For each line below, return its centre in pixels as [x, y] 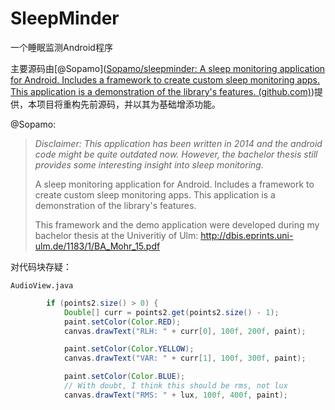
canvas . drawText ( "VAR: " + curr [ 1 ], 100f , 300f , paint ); [185, 358]
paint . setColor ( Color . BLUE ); [124, 377]
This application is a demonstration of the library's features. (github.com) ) [162, 91]
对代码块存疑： [41, 266]
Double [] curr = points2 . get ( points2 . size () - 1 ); [171, 312]
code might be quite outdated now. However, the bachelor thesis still [176, 154]
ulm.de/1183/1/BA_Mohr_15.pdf [97, 246]
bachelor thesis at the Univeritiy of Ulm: [116, 235]
